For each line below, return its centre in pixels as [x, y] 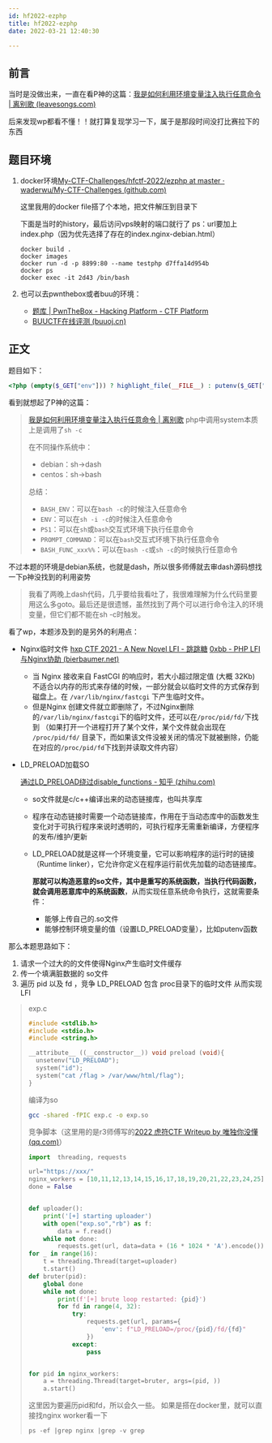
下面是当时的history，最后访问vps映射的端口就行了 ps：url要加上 [128, 224]
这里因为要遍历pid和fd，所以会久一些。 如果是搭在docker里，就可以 [142, 1406]
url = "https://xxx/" [61, 1172]
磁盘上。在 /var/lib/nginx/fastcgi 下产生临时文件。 [120, 696]
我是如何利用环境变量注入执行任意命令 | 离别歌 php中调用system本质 [143, 420]
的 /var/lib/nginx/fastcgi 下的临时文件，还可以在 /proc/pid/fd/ [138, 717]
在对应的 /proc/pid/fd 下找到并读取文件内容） [107, 747]
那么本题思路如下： [40, 945]
